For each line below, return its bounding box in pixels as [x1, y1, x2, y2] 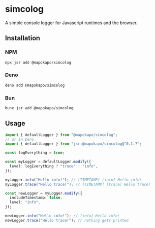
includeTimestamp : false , [9, 195, 63, 200]
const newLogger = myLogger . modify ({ [5, 191, 83, 195]
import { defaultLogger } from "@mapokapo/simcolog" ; [5, 132, 118, 137]
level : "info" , [9, 200, 41, 205]
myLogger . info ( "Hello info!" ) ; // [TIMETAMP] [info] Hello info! [5, 177, 142, 182]
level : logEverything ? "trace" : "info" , [9, 164, 98, 169]
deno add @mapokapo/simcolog [5, 83, 65, 88]
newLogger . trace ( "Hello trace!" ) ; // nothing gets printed [5, 218, 129, 223]
